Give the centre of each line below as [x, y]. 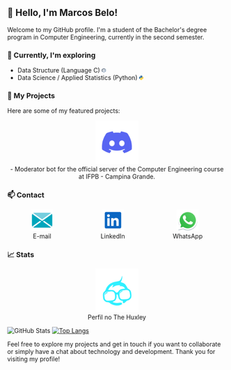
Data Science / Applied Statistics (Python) [77, 78]
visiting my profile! [34, 359]
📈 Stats [21, 254]
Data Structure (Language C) [59, 70]
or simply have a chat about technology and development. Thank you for [111, 352]
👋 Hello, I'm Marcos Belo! [63, 13]
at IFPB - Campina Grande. [117, 177]
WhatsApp [188, 236]
